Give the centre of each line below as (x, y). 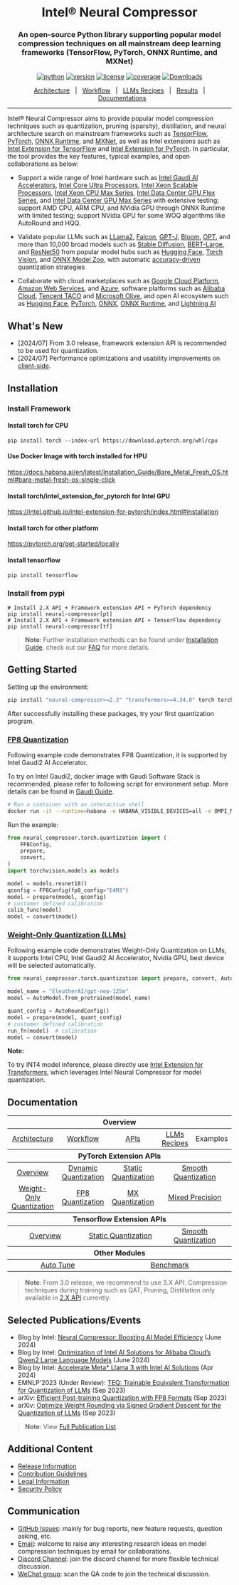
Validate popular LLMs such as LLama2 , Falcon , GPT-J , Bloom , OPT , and (124, 237)
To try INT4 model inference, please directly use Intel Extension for (105, 1065)
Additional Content (50, 1449)
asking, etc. (34, 1536)
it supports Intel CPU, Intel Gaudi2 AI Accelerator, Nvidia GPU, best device (116, 958)
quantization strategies (51, 267)
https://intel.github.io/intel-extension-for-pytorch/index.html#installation (113, 512)
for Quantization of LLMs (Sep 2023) (71, 1390)
